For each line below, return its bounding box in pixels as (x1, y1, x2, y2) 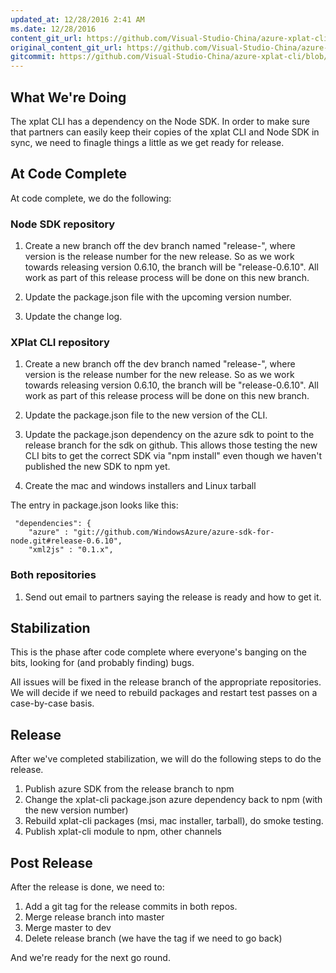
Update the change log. (24, 311, 123, 323)
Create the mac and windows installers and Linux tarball (24, 480, 257, 492)
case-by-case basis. (10, 697, 95, 710)
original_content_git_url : (10, 42, 123, 53)
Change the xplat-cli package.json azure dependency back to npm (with (24, 794, 323, 806)
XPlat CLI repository (10, 335, 110, 349)
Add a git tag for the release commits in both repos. (24, 901, 238, 913)
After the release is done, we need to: (10, 881, 165, 893)
